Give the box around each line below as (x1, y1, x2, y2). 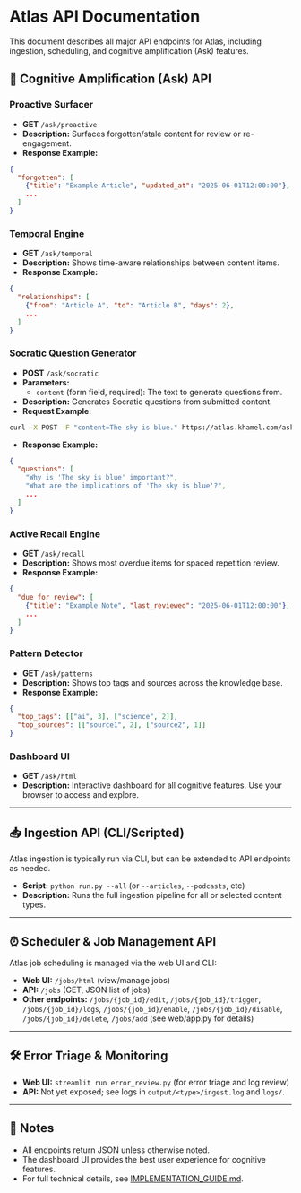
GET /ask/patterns (21, 668, 94, 679)
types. (21, 899, 47, 911)
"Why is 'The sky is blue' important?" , (25, 473, 178, 482)
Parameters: (21, 376, 70, 387)
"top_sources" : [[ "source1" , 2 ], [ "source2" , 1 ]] (17, 721, 206, 730)
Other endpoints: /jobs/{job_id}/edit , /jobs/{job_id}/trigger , (21, 993, 262, 1005)
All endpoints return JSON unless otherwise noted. (21, 1145, 211, 1155)
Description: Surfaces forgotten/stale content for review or (21, 128, 242, 139)
